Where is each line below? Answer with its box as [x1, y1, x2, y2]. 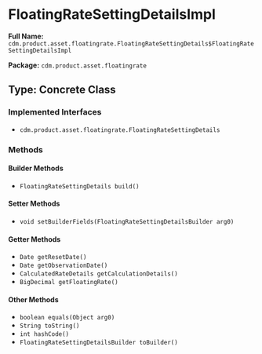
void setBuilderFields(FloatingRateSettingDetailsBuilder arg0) [19, 217, 235, 225]
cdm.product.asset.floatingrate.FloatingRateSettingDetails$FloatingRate [8, 39, 255, 48]
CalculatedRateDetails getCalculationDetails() [19, 270, 178, 278]
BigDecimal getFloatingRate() [19, 279, 119, 286]
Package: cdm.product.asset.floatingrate [8, 60, 147, 70]
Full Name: [8, 31, 44, 41]
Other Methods [8, 294, 59, 304]
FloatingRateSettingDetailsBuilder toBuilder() [19, 339, 178, 347]
